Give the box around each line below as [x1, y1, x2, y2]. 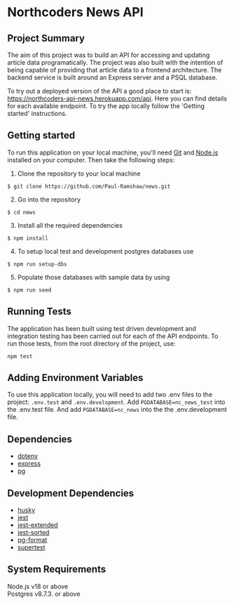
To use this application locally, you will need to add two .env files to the [7, 391, 213, 399]
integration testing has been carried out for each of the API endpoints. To [7, 332, 219, 340]
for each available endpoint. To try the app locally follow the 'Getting [7, 102, 205, 110]
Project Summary [7, 32, 85, 44]
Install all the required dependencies [17, 221, 123, 229]
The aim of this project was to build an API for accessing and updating [7, 51, 210, 59]
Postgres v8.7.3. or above [7, 590, 81, 598]
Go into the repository [17, 195, 81, 204]
